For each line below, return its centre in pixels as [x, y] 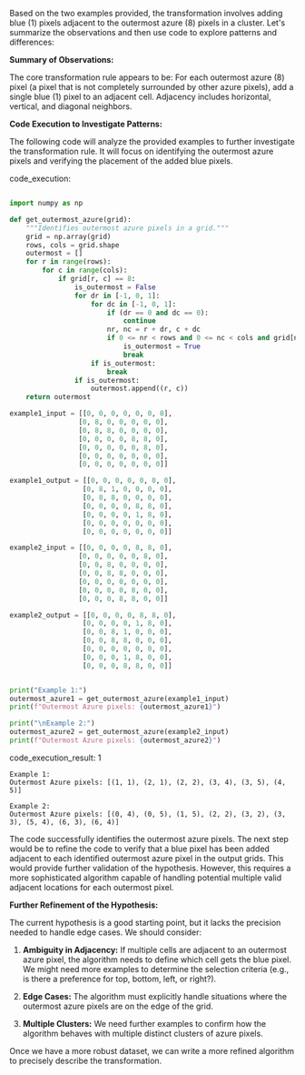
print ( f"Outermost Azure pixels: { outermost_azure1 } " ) [115, 707]
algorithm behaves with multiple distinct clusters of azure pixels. [143, 1033]
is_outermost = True [162, 347]
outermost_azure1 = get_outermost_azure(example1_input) [119, 698]
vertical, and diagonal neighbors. [71, 106]
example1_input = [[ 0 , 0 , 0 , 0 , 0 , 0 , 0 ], [91, 414]
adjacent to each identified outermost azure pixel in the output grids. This [147, 858]
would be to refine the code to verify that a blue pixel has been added [140, 849]
